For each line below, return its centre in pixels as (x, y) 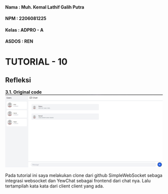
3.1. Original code (23, 92)
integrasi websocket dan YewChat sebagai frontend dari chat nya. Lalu (78, 180)
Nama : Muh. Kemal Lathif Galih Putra (45, 7)
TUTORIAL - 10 (36, 61)
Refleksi (18, 80)
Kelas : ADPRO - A (24, 30)
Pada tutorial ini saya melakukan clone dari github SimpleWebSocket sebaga (84, 175)
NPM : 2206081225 (26, 19)
